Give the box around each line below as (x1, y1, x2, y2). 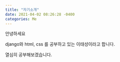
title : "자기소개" (5, 7, 39, 12)
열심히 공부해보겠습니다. (5, 52, 52, 58)
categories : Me (5, 16, 37, 21)
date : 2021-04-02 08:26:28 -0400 (5, 12, 75, 17)
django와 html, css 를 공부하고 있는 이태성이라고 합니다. (5, 41, 115, 47)
